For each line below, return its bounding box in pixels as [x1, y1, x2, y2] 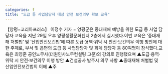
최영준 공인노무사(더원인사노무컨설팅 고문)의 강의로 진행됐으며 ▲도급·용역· [14, 51, 160, 57]
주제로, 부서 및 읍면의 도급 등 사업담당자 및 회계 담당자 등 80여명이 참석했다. [10, 45, 159, 51]
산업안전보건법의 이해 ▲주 [5, 63, 57, 70]
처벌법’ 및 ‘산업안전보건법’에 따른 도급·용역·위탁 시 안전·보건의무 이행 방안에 [10, 38, 157, 45]
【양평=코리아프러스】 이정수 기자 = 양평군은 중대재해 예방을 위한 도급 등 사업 [5, 26, 158, 32]
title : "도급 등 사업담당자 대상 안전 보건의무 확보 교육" [5, 12, 110, 17]
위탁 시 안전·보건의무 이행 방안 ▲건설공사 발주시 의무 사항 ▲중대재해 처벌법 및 [5, 57, 158, 63]
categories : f [5, 7, 35, 12]
